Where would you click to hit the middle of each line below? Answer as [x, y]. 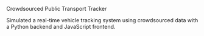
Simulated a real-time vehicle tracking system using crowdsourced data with [102, 20]
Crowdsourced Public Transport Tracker [57, 9]
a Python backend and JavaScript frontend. [61, 27]
